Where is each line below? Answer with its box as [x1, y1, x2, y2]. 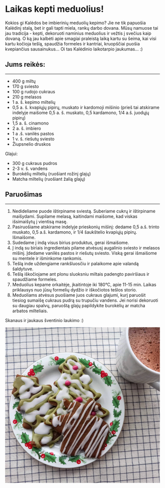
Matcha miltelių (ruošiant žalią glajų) [12, 176, 85, 182]
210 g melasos [12, 94, 42, 100]
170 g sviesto [12, 83, 39, 89]
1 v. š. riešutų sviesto [12, 136, 55, 142]
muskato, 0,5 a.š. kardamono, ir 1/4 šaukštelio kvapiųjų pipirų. [12, 229, 137, 235]
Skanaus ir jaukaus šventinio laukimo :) [5, 317, 84, 323]
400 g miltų [12, 78, 36, 84]
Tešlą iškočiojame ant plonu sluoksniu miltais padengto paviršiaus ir [12, 271, 150, 277]
